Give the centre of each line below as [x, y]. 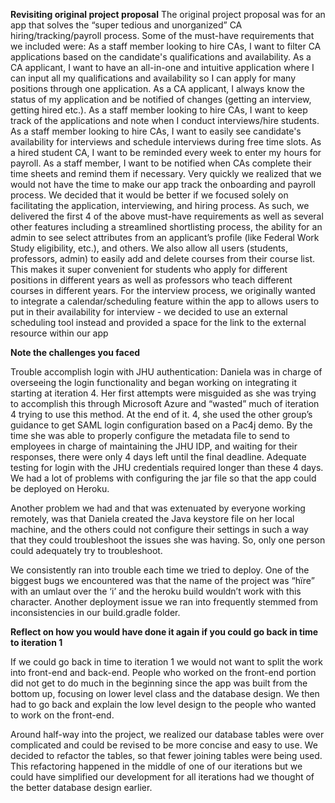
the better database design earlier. [81, 787]
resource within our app [59, 333]
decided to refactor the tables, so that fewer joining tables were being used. [166, 755]
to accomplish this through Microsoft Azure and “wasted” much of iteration [165, 403]
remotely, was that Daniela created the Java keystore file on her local [152, 518]
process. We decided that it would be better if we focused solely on [149, 195]
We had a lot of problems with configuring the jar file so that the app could [163, 478]
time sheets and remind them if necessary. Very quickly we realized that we [166, 173]
